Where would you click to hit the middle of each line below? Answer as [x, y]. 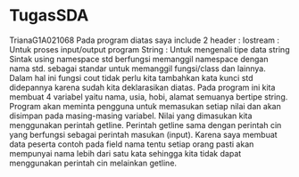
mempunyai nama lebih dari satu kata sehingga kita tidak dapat [125, 153]
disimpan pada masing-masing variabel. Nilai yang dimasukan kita [131, 116]
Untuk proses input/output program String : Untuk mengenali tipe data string [149, 49]
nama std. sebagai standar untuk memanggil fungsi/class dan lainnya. [137, 68]
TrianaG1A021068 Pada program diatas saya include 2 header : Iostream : [144, 40]
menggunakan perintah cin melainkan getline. [93, 163]
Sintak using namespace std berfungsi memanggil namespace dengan [139, 59]
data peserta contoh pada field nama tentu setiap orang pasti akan [132, 144]
